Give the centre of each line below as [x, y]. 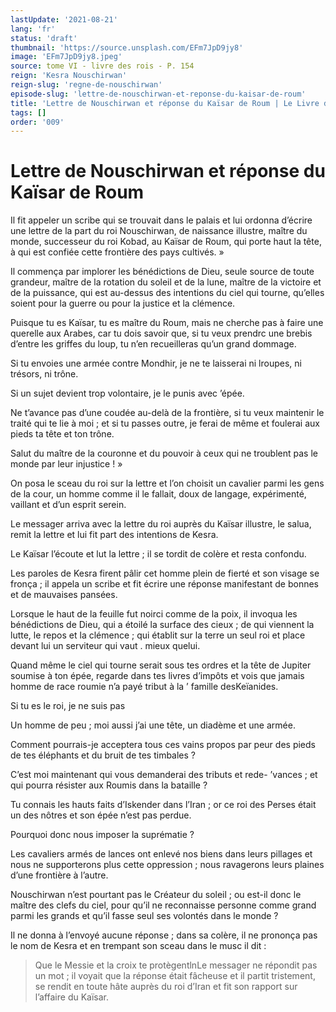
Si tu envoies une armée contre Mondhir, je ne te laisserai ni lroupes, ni [156, 363]
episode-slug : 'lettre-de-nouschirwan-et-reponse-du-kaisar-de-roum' [158, 94]
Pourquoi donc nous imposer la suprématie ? [102, 835]
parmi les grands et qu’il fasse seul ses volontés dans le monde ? [144, 916]
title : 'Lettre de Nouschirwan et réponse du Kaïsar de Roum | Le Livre [165, 103]
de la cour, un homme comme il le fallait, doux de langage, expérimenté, [158, 494]
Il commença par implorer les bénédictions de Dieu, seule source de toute [162, 272]
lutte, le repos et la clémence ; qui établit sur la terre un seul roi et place [158, 635]
